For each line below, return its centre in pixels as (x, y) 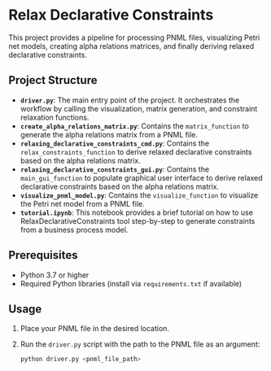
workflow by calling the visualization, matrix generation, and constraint (139, 108)
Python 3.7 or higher (55, 275)
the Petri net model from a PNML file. (82, 203)
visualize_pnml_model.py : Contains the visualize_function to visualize (139, 195)
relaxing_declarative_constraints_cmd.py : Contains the (115, 143)
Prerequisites (43, 255)
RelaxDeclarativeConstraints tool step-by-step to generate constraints (138, 220)
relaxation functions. (55, 117)
